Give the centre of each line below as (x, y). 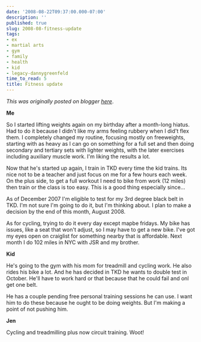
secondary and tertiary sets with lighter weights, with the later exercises (95, 150)
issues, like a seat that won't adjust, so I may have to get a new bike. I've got (100, 229)
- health (17, 62)
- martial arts (25, 46)
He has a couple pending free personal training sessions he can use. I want (99, 296)
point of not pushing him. (37, 309)
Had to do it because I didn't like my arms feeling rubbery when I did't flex (98, 131)
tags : (13, 34)
